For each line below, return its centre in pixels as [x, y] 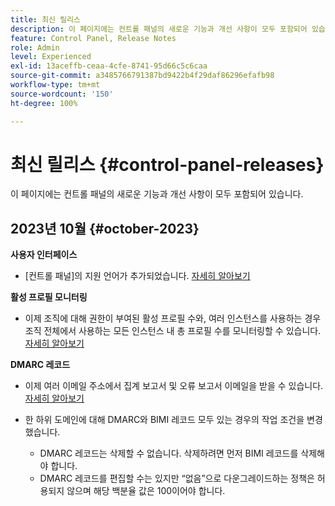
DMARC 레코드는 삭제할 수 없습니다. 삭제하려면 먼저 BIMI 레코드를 [169, 453]
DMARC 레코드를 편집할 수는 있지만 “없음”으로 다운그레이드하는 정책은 [177, 478]
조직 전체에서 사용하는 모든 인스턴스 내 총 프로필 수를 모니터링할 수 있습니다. [173, 331]
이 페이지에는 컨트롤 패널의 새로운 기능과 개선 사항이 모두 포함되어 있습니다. [157, 194]
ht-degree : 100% [44, 103]
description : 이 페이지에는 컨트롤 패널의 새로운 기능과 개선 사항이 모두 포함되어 [159, 29]
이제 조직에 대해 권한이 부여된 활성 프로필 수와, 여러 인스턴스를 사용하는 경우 [173, 318]
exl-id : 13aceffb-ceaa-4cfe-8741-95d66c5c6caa [109, 66]
